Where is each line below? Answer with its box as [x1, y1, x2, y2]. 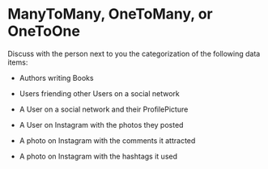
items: [7, 57, 28, 67]
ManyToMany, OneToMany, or [7, 5, 214, 23]
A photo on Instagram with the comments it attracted [19, 135, 196, 146]
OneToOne [7, 22, 80, 40]
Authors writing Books [19, 73, 94, 82]
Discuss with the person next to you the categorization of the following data [7, 49, 261, 58]
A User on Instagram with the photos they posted [19, 120, 184, 129]
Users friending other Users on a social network [19, 88, 180, 98]
